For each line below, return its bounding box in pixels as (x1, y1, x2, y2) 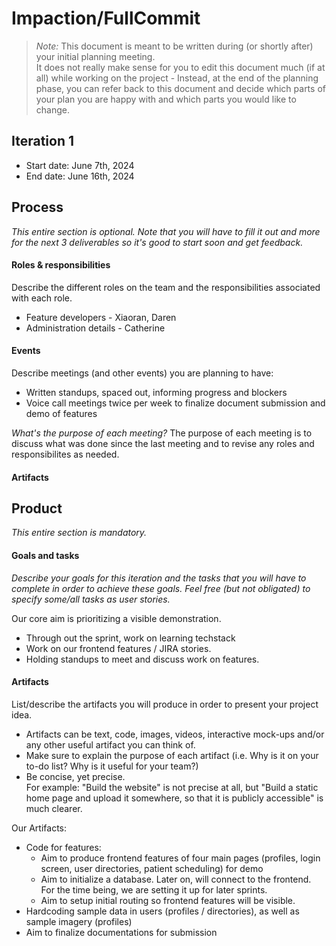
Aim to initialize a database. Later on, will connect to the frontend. (40, 873, 312, 885)
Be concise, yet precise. (25, 770, 126, 782)
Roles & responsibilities (11, 259, 111, 271)
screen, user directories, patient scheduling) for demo (40, 862, 264, 874)
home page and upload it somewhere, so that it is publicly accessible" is (25, 792, 324, 804)
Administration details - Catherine (25, 322, 166, 334)
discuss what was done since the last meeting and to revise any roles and (11, 437, 315, 449)
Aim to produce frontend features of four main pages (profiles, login (40, 852, 321, 864)
